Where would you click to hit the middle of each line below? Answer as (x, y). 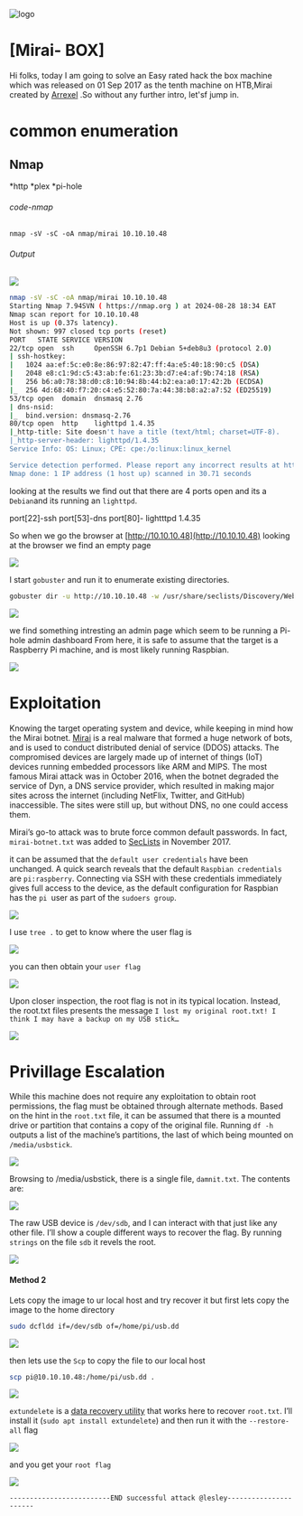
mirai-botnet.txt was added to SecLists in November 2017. (120, 841)
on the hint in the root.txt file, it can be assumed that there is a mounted (145, 1116)
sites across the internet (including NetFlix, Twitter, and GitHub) (127, 795)
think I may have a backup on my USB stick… (94, 1019)
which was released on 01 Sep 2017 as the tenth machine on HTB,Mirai (141, 85)
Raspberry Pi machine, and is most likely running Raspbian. (119, 650)
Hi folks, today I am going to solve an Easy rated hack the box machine (141, 75)
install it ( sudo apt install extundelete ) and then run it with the (128, 1421)
